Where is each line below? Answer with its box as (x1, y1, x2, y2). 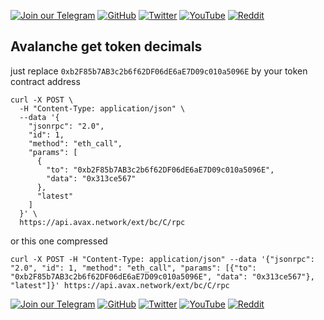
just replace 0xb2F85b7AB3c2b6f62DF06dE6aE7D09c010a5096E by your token (10, 65, 308, 77)
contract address (10, 75, 81, 87)
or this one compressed (10, 235, 108, 247)
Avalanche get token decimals (10, 38, 203, 55)
